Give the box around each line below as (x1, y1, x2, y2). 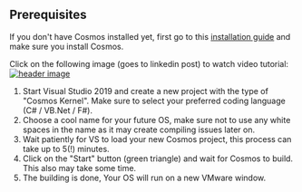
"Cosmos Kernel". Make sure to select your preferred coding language (22, 95, 286, 106)
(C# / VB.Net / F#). (22, 104, 93, 116)
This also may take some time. (22, 162, 137, 173)
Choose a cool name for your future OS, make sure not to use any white (22, 114, 291, 125)
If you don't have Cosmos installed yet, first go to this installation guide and (9, 31, 291, 42)
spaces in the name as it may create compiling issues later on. (22, 124, 256, 135)
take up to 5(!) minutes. (22, 143, 111, 154)
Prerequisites (9, 7, 87, 23)
